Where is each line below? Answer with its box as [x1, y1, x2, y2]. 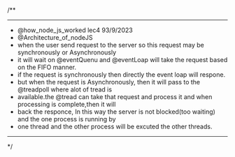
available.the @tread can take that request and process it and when [17, 93, 213, 100]
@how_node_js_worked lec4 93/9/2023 [17, 26, 133, 34]
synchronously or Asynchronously [17, 48, 117, 57]
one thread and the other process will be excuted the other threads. [17, 122, 213, 130]
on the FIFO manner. [17, 63, 77, 71]
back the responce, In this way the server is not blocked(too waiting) [17, 107, 215, 116]
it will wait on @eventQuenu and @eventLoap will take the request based [17, 56, 228, 63]
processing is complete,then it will [17, 100, 116, 108]
